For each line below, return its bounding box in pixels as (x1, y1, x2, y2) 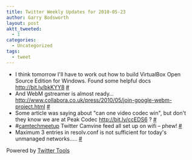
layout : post (6, 20, 39, 26)
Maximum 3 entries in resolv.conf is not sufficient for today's (15, 128, 167, 136)
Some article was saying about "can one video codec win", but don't (15, 109, 187, 116)
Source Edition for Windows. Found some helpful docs (15, 77, 151, 84)
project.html (15, 102, 45, 110)
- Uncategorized (12, 43, 53, 49)
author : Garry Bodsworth (6, 15, 69, 21)
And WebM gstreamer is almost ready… (15, 90, 114, 97)
